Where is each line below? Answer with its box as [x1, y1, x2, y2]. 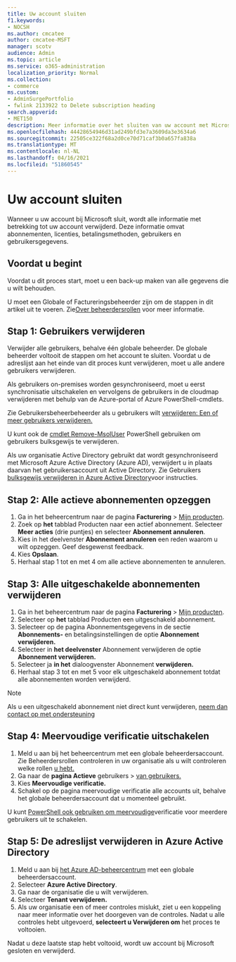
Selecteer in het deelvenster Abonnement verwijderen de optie [17, 645, 202, 653]
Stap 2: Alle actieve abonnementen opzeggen [7, 494, 211, 506]
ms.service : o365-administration [7, 63, 105, 70]
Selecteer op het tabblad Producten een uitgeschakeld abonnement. [17, 615, 216, 624]
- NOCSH [7, 23, 30, 30]
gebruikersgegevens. [7, 237, 69, 245]
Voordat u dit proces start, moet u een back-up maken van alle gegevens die [7, 276, 229, 285]
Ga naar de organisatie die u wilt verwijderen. [17, 887, 149, 896]
